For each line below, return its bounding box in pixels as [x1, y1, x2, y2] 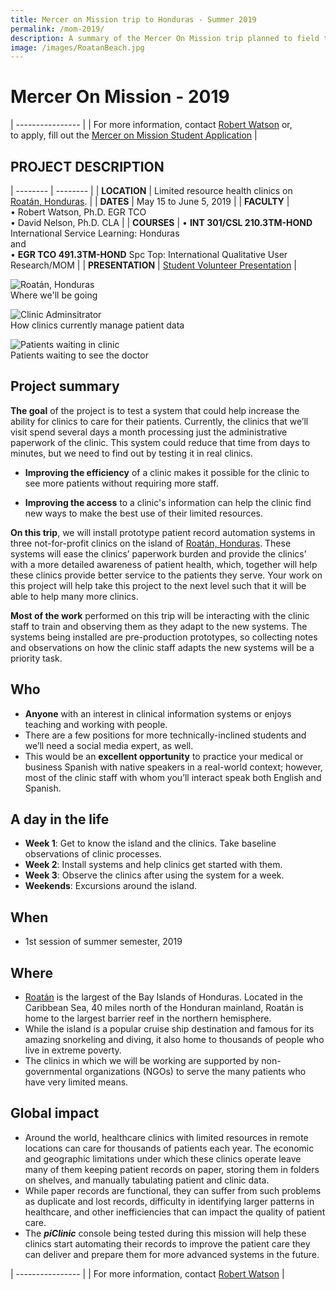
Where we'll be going [10, 289, 98, 301]
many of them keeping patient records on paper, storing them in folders [24, 1163, 320, 1175]
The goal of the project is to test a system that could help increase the [10, 404, 300, 416]
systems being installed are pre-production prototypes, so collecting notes [10, 631, 318, 643]
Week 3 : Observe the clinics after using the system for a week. [24, 869, 285, 881]
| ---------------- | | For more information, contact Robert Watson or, [10, 119, 293, 131]
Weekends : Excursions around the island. [24, 880, 198, 892]
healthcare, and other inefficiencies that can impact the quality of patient [24, 1206, 326, 1218]
